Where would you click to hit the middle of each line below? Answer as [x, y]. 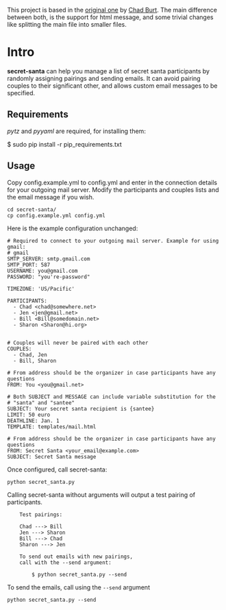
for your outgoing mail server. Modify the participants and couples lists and [113, 190]
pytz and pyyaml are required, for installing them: [76, 131]
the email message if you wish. [51, 197]
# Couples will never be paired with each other [78, 343]
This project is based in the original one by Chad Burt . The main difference [112, 10]
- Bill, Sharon [35, 361]
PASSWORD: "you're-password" [49, 277]
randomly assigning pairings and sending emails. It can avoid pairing [104, 78]
